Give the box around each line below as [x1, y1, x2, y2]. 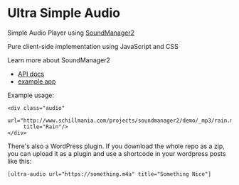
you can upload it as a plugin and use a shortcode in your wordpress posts [7, 149, 226, 157]
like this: [7, 157, 32, 165]
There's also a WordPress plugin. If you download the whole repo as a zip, [7, 142, 225, 150]
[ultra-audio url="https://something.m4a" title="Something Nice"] [7, 170, 212, 178]
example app [17, 77, 56, 86]
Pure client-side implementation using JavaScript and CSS [7, 42, 179, 50]
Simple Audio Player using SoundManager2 [7, 28, 135, 37]
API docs [17, 69, 45, 78]
